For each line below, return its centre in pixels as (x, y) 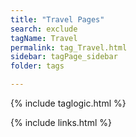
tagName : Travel (44, 38)
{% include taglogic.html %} (68, 103)
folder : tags (37, 66)
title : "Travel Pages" (57, 19)
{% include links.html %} (61, 122)
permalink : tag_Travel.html (69, 47)
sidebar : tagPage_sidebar (64, 57)
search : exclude (44, 29)
